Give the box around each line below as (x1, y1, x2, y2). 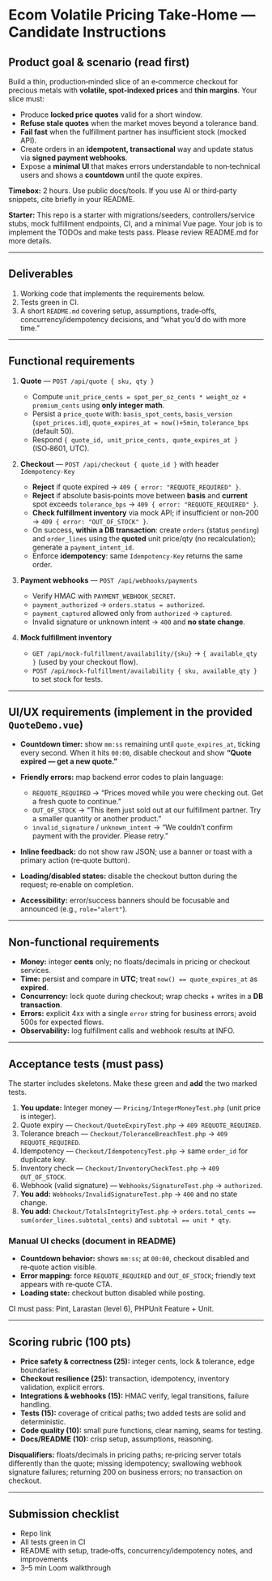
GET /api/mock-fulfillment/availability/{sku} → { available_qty (32, 648, 257, 658)
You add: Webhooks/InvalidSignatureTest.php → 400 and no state (19, 1189, 238, 1199)
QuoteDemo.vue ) (8, 718, 83, 732)
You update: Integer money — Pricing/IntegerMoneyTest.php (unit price (19, 1103, 261, 1113)
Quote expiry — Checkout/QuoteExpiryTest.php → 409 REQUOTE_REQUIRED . (19, 1120, 261, 1130)
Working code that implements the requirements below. (19, 288, 205, 298)
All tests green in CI (19, 1536, 86, 1547)
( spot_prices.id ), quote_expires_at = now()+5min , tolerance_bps (32, 417, 249, 427)
